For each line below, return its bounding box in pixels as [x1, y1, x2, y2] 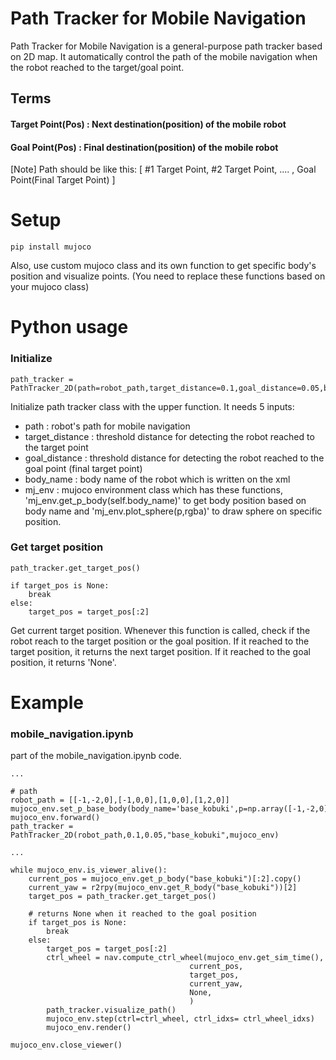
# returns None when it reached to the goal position [28, 909, 257, 919]
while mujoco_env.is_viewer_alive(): [10, 865, 168, 876]
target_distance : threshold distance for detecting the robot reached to [24, 430, 315, 442]
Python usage [10, 316, 129, 339]
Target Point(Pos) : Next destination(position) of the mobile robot [10, 118, 287, 130]
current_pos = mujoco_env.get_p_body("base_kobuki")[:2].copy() [28, 874, 302, 884]
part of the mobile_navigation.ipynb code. [10, 750, 182, 762]
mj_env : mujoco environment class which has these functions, [24, 483, 283, 496]
